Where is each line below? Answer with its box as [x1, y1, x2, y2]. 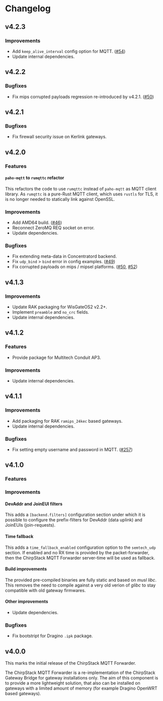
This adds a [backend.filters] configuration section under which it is [5, 512, 146, 518]
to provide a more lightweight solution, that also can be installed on [5, 680, 140, 686]
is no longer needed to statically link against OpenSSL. [5, 196, 115, 202]
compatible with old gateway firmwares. [5, 587, 86, 593]
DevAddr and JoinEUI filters [5, 501, 63, 507]
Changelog [5, 3, 51, 14]
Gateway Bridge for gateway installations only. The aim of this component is [5, 675, 158, 681]
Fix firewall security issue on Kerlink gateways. [12, 134, 107, 140]
